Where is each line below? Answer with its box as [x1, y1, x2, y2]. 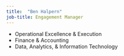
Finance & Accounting [14, 37, 69, 44]
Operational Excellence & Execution [14, 30, 102, 37]
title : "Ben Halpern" [6, 8, 62, 15]
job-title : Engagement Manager [6, 14, 84, 20]
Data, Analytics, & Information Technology [14, 42, 118, 50]
